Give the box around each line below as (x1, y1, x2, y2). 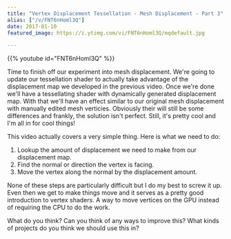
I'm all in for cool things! (7, 119, 76, 128)
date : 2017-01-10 (7, 23, 57, 30)
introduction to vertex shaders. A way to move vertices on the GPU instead (7, 196, 219, 204)
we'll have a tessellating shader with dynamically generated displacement (7, 90, 217, 98)
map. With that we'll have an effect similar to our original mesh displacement (7, 97, 224, 106)
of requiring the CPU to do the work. (7, 203, 110, 211)
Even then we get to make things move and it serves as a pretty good (7, 189, 204, 197)
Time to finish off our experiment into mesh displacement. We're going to (7, 68, 215, 76)
